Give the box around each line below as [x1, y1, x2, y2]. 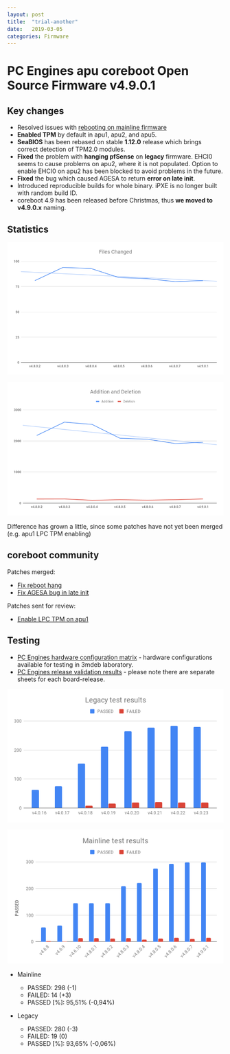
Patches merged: [7, 567, 56, 576]
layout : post [7, 11, 45, 18]
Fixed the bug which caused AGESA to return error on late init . [16, 174, 196, 183]
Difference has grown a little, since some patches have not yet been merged [7, 523, 223, 531]
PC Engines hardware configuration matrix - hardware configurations [16, 653, 213, 661]
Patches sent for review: [7, 602, 76, 610]
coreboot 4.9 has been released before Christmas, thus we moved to [16, 196, 213, 205]
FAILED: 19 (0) [27, 1032, 67, 1040]
